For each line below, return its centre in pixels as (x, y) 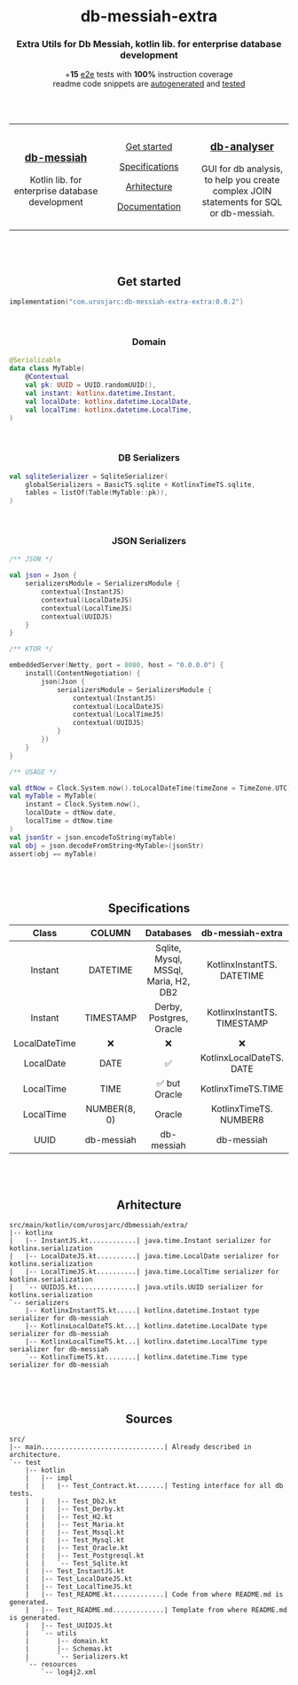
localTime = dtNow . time (69, 821)
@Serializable (35, 360)
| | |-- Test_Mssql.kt (75, 1532)
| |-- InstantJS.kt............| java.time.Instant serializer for (141, 1241)
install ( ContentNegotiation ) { (83, 673)
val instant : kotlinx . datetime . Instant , (101, 393)
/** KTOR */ (31, 650)
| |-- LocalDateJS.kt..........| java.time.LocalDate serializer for (144, 1256)
